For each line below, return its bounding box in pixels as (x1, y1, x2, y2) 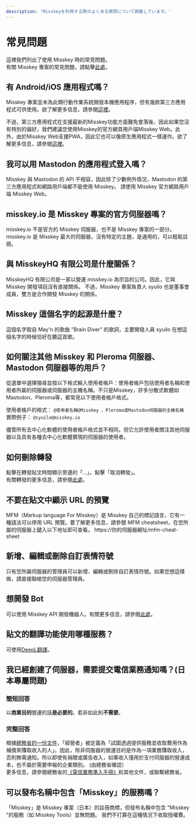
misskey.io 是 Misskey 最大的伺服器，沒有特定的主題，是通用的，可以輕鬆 (6, 233, 183, 240)
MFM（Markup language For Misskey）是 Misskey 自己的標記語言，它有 (6, 512, 180, 519)
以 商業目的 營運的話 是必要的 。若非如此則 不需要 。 (6, 709, 124, 716)
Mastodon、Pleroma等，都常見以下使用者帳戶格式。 (6, 394, 132, 401)
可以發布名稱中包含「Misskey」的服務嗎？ (6, 787, 160, 797)
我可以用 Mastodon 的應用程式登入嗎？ (6, 159, 148, 169)
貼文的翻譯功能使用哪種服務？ (6, 629, 114, 639)
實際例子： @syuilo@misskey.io (6, 413, 80, 421)
